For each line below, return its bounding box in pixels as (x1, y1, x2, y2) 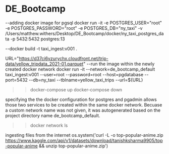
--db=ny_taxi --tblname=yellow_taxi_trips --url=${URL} (28, 77, 143, 83)
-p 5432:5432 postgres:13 (10, 36, 65, 42)
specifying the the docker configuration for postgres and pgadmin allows (5, 96, 157, 102)
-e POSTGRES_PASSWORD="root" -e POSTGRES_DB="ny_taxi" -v (5, 25, 143, 31)
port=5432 (5, 77, 28, 83)
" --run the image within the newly (83, 61, 155, 67)
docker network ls (30, 122, 68, 128)
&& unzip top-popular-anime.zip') (38, 142, 108, 149)
